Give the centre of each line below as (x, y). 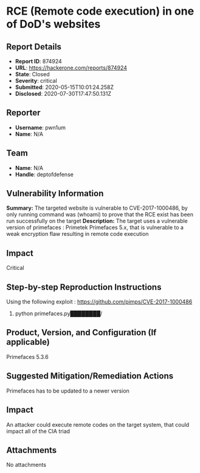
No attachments (26, 465)
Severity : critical (36, 81)
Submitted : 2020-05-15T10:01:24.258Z (64, 87)
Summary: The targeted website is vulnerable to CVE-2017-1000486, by (97, 208)
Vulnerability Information (55, 194)
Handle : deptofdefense (44, 174)
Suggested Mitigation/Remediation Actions (90, 376)
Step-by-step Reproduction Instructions (84, 287)
